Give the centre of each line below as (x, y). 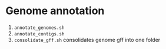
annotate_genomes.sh (39, 28)
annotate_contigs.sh (39, 34)
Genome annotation (55, 11)
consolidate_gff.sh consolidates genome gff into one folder (87, 40)
